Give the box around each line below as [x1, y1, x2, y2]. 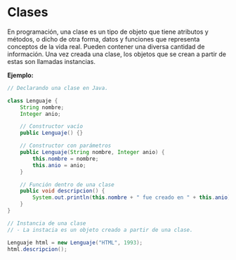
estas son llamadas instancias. [7, 57, 96, 65]
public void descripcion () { [20, 188, 105, 195]
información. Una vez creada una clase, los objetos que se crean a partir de [7, 50, 227, 58]
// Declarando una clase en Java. [7, 84, 109, 91]
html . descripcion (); [7, 245, 68, 253]
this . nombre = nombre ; [32, 155, 99, 162]
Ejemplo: [7, 71, 34, 79]
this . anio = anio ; [32, 162, 86, 169]
